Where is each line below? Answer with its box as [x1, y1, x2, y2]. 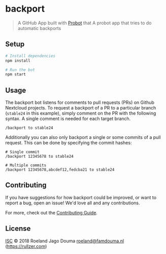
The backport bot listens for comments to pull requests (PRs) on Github [5, 99, 155, 105]
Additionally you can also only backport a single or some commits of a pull [5, 134, 161, 140]
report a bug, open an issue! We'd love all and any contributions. [5, 200, 141, 206]
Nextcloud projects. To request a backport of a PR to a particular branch [5, 105, 156, 111]
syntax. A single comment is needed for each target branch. [5, 116, 131, 122]
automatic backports [17, 25, 61, 31]
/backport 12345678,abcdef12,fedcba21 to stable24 [5, 167, 115, 172]
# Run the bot [5, 67, 36, 72]
